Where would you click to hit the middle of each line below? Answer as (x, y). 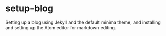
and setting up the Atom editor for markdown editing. (61, 27)
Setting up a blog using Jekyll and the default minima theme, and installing (83, 22)
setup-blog (29, 9)
